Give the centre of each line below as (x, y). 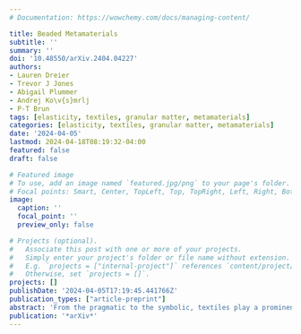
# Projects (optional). (54, 241)
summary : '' (31, 50)
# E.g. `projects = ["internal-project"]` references (116, 266)
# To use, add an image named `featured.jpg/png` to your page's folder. (150, 183)
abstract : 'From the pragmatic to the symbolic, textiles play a (133, 307)
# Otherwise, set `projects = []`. (80, 274)
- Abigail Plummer (43, 92)
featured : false (39, 150)
